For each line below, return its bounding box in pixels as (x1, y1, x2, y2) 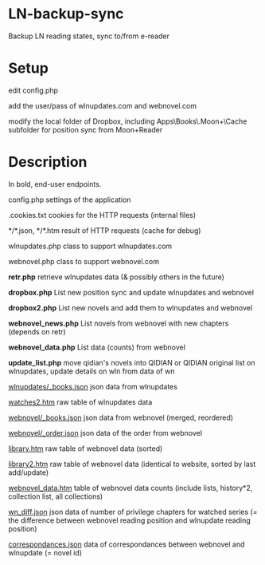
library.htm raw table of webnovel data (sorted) (8, 444, 163, 453)
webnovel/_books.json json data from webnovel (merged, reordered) (8, 413, 233, 422)
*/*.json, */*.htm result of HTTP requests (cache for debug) (8, 225, 201, 235)
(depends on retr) (8, 326, 66, 336)
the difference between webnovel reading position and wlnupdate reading (8, 516, 251, 525)
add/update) (8, 468, 49, 477)
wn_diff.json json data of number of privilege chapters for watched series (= (8, 507, 258, 516)
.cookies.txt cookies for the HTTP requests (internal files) (8, 210, 197, 219)
